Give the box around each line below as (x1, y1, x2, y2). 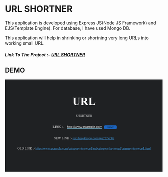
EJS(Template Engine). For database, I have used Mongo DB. (5, 25, 131, 31)
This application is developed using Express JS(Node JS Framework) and (5, 20, 156, 26)
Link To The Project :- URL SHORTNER (5, 51, 86, 58)
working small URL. (5, 40, 45, 46)
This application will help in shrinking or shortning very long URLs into (5, 35, 149, 41)
